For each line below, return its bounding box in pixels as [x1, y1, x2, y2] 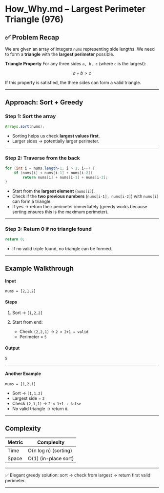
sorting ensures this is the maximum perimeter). [12, 209, 109, 215]
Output [5, 345, 20, 351]
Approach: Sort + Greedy [5, 99, 83, 107]
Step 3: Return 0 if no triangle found [5, 226, 92, 233]
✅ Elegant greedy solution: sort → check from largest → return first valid [5, 472, 151, 478]
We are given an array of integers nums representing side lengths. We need [5, 46, 155, 52]
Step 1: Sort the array [5, 113, 56, 120]
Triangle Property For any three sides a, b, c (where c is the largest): [5, 61, 146, 66]
